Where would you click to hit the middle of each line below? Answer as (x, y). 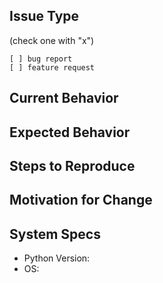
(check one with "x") (52, 40)
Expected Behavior (70, 132)
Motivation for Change (81, 200)
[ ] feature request (52, 67)
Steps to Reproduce (72, 165)
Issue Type (44, 16)
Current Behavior (64, 98)
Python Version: (57, 258)
